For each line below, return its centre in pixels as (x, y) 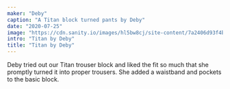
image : (16, 33)
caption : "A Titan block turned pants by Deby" (76, 20)
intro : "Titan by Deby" (41, 39)
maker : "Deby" (27, 13)
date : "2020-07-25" (35, 26)
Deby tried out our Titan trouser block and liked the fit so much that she (108, 65)
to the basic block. (33, 79)
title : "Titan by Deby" (41, 45)
